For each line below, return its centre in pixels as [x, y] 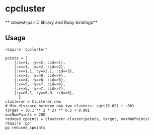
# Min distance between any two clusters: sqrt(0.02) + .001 [70, 106]
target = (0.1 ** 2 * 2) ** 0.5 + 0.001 [48, 110]
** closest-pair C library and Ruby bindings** [51, 22]
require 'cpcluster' [27, 49]
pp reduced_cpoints [25, 128]
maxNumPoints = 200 [25, 115]
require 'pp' [19, 123]
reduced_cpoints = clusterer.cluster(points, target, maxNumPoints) [77, 119]
